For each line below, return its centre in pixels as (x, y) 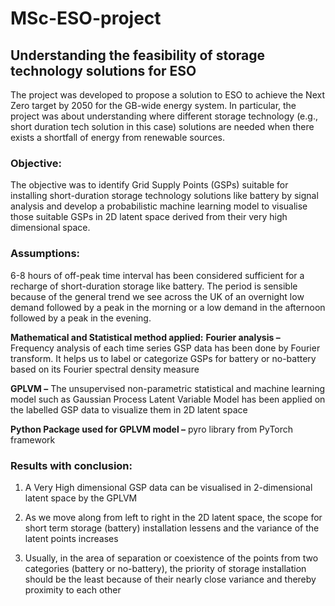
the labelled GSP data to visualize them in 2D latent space (129, 409)
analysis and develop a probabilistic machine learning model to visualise (159, 206)
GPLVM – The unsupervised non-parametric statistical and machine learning (168, 388)
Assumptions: (45, 254)
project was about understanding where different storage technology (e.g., (164, 116)
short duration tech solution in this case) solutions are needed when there (162, 126)
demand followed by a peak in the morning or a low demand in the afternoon (168, 307)
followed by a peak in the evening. (81, 318)
